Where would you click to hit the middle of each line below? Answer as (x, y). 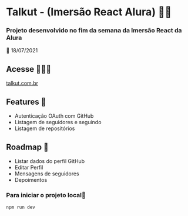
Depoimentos (31, 180)
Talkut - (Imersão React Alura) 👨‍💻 (89, 12)
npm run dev (21, 207)
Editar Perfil (29, 167)
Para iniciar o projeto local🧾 (46, 195)
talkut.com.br (22, 83)
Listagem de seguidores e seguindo (58, 122)
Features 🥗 (26, 102)
